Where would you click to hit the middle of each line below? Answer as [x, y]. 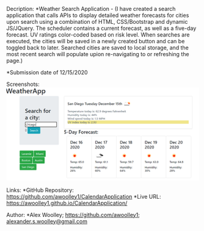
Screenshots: [23, 84]
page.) [15, 61]
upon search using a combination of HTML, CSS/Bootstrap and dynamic [97, 22]
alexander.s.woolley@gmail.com [47, 221]
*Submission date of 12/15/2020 [47, 72]
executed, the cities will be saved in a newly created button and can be [96, 41]
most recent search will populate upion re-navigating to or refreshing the [98, 54]
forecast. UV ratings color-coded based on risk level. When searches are [98, 35]
